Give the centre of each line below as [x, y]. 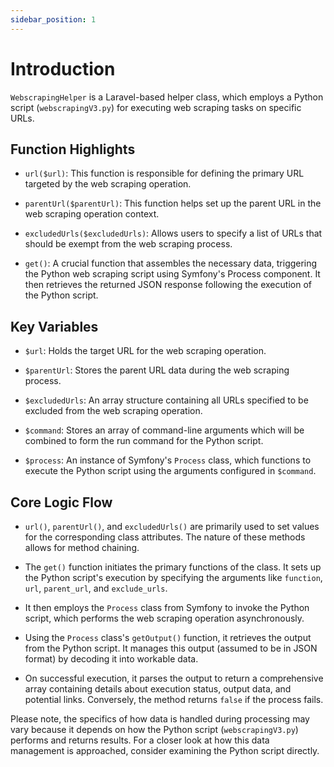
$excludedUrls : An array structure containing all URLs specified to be [166, 400]
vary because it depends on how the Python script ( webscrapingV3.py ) [154, 729]
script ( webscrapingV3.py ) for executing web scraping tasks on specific [156, 107]
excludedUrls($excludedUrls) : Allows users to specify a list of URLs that [173, 233]
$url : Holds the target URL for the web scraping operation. [145, 351]
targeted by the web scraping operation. [108, 184]
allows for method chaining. [82, 547]
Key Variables [54, 326]
